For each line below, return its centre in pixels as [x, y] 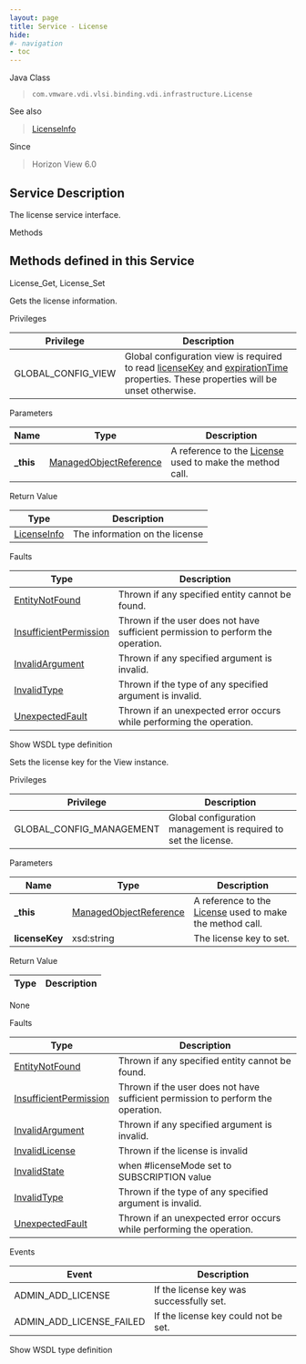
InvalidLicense [45, 1151]
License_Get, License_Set [57, 282]
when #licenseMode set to [175, 1165]
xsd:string [93, 938]
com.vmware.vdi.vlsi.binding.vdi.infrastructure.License [142, 95]
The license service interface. [65, 214]
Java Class [30, 77]
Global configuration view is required [203, 356]
